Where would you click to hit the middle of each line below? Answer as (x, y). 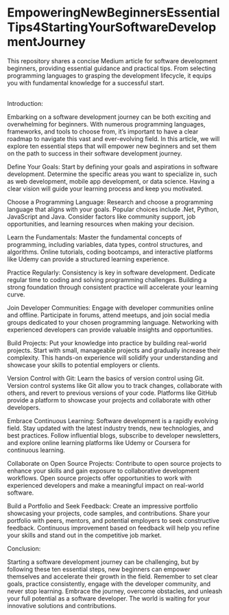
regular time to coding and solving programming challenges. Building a (107, 279)
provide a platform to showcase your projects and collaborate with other (109, 400)
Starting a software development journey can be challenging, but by (103, 561)
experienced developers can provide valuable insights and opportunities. (110, 330)
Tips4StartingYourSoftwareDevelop (112, 27)
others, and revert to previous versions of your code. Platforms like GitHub (112, 393)
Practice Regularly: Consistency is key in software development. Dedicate (111, 272)
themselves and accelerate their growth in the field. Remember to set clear (112, 576)
